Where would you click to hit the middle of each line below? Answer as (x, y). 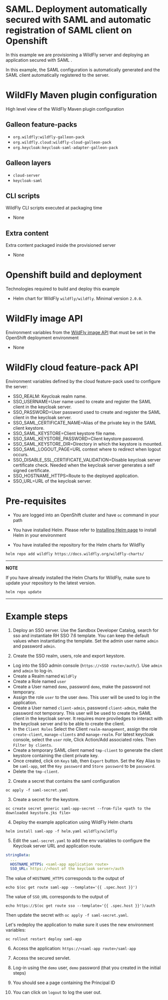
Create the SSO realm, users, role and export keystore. (69, 656)
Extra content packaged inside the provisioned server (61, 245)
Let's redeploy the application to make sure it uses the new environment (80, 925)
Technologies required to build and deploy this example (63, 289)
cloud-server (26, 175)
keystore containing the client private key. (56, 755)
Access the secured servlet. (42, 958)
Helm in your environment (39, 535)
